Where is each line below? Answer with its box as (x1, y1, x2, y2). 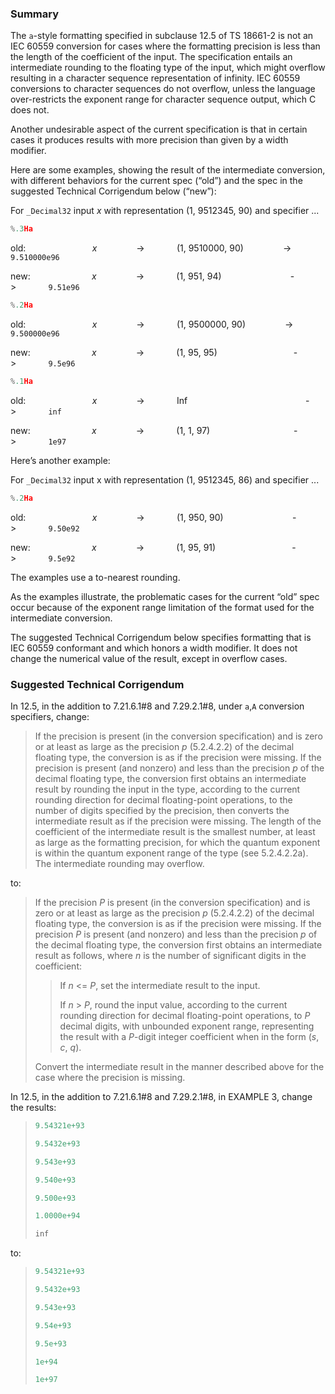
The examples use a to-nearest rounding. (10, 571, 181, 583)
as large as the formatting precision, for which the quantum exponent (34, 837, 321, 849)
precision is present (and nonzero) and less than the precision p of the (34, 762, 325, 774)
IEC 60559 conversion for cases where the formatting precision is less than (10, 40, 321, 52)
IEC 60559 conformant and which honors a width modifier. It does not (10, 642, 298, 654)
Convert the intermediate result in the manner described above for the (34, 1061, 325, 1073)
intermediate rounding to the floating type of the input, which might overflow (10, 62, 326, 74)
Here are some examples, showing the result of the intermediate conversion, (10, 164, 326, 176)
